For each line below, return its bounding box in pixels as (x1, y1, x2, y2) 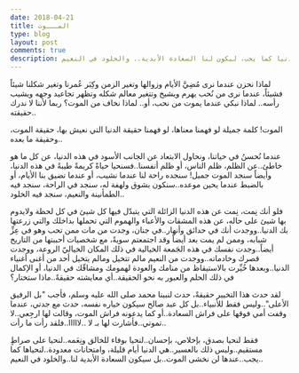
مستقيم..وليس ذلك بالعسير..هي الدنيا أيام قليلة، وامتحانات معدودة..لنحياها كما (10, 344, 264, 354)
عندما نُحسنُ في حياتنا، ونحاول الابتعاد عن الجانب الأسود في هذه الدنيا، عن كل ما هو (10, 151, 282, 161)
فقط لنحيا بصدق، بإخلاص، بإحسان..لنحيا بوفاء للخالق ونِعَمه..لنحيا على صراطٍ (10, 335, 258, 345)
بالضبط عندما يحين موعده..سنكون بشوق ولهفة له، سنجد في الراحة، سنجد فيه (10, 179, 264, 189)
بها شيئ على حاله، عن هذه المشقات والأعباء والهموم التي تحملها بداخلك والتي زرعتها (10, 215, 287, 226)
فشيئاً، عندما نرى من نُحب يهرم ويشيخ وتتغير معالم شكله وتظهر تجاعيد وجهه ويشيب (10, 88, 283, 99)
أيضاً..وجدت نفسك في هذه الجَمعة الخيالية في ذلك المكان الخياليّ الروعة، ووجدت (10, 243, 274, 254)
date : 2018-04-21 (10, 12, 75, 22)
